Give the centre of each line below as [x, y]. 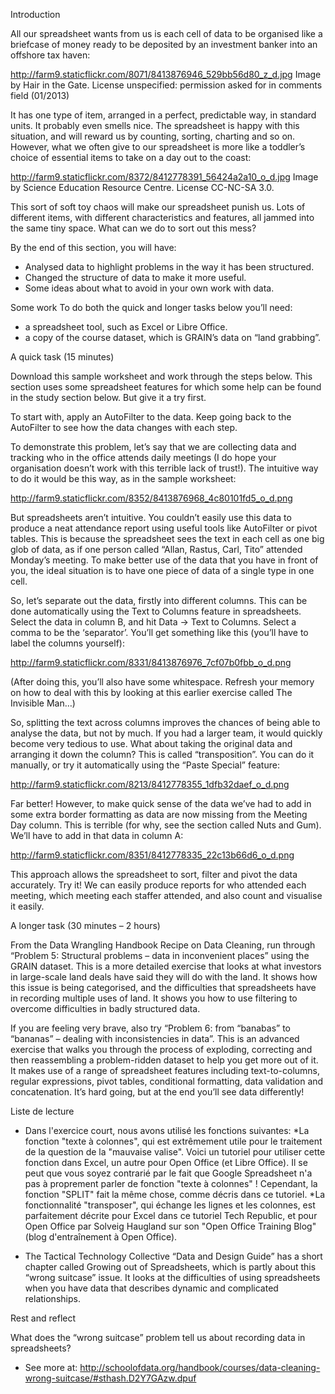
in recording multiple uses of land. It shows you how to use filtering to [154, 998]
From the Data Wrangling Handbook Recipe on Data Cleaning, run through [163, 945]
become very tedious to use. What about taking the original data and [151, 743]
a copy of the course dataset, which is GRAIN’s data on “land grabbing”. [173, 337]
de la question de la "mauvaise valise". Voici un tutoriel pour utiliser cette [175, 1152]
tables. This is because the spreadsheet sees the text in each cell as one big [167, 538]
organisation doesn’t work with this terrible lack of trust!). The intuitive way [164, 468]
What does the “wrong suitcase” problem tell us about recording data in [158, 1337]
